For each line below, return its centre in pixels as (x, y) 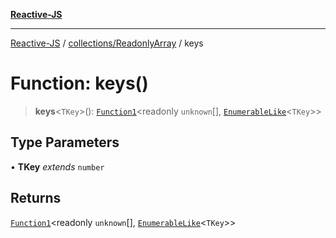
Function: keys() (79, 83)
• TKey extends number (57, 166)
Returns (36, 198)
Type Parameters (65, 142)
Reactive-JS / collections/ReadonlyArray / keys (107, 43)
